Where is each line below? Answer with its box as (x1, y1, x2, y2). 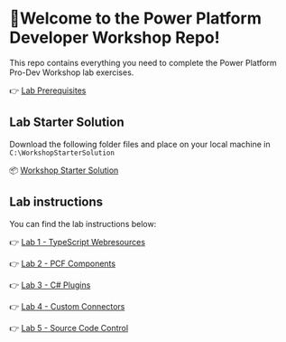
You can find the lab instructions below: (9, 218, 157, 229)
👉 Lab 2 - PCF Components (9, 258, 115, 269)
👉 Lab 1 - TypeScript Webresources (9, 236, 146, 247)
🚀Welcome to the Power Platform (9, 8, 262, 29)
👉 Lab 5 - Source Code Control (9, 322, 129, 333)
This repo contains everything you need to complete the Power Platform (9, 57, 277, 68)
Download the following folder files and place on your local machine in (9, 138, 271, 149)
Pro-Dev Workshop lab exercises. (9, 67, 134, 78)
